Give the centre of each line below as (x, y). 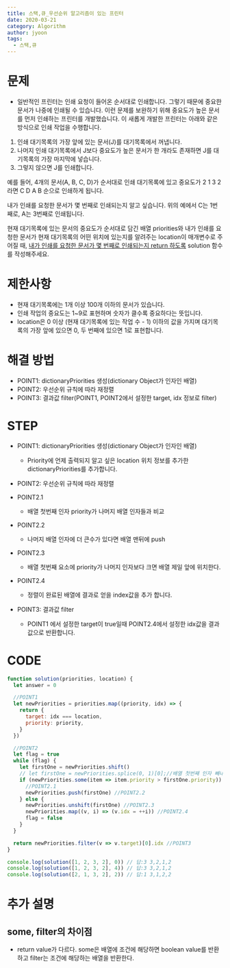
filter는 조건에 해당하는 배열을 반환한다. (82, 958)
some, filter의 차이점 (50, 931)
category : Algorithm (37, 26)
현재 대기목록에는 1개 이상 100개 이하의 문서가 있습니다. (91, 304)
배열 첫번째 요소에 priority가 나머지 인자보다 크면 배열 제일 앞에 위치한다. (124, 567)
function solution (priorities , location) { (70, 679)
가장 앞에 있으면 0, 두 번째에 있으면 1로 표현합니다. (97, 330)
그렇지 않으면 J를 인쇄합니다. (55, 167)
